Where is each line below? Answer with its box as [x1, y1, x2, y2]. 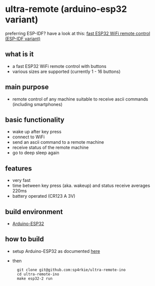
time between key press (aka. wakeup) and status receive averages [12, 182, 150, 189]
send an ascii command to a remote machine [12, 139, 104, 145]
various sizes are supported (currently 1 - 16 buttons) [12, 68, 121, 74]
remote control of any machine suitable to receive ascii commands [12, 96, 149, 102]
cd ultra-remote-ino [17, 272, 59, 277]
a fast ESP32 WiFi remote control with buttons [12, 63, 106, 69]
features [5, 164, 32, 172]
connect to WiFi [12, 134, 45, 140]
